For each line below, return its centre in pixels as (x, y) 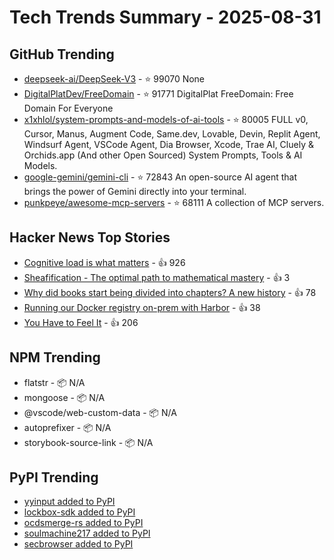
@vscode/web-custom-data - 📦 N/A (100, 412)
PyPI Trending (54, 477)
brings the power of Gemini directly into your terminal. (135, 191)
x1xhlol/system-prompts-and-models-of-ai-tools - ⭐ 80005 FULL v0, (166, 119)
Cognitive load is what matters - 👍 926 (104, 262)
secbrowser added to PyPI (78, 544)
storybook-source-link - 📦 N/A (88, 442)
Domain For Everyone (68, 108)
